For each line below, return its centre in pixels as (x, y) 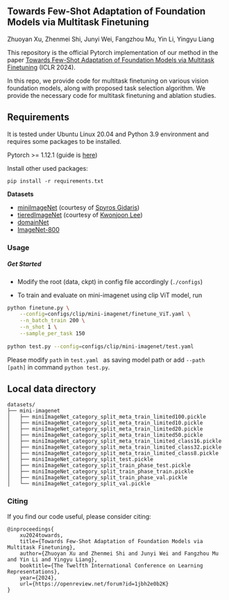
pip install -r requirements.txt (56, 181)
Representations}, (34, 572)
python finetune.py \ (39, 308)
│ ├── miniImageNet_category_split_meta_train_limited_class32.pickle (114, 447)
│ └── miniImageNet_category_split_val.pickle (79, 484)
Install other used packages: (48, 168)
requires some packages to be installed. (64, 141)
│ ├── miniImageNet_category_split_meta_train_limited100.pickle (107, 417)
